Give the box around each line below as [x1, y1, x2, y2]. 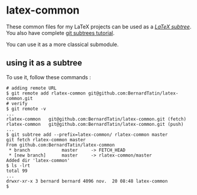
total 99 [6, 168, 28, 174]
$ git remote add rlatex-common [6, 90, 86, 96]
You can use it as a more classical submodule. [6, 41, 119, 48]
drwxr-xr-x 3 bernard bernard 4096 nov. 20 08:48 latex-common [6, 178, 168, 184]
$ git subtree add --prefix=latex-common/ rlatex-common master [6, 131, 168, 138]
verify [11, 100, 28, 106]
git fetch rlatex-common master [6, 136, 86, 142]
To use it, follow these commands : [6, 73, 91, 80]
